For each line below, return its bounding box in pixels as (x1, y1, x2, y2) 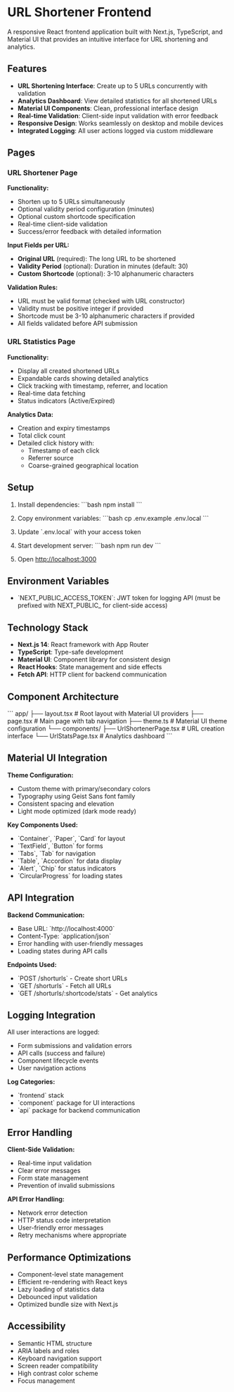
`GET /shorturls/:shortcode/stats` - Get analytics (17, 989, 158, 997)
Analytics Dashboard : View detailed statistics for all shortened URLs (17, 96, 218, 105)
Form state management (17, 1174, 89, 1182)
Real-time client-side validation (17, 220, 108, 229)
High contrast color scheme (17, 1369, 98, 1377)
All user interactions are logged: (7, 1028, 100, 1037)
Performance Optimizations (7, 1251, 131, 1263)
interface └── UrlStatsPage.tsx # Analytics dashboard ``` (7, 731, 173, 740)
